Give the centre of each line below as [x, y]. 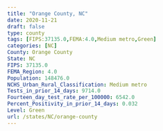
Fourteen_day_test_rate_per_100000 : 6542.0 [71, 98]
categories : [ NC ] [32, 46]
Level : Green [26, 110]
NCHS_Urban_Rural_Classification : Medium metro [77, 85]
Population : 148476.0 [38, 78]
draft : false [26, 26]
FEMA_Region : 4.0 [32, 71]
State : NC [22, 59]
